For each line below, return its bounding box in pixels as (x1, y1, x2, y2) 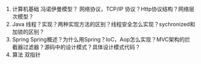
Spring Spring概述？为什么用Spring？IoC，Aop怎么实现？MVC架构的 (12, 36, 185, 43)
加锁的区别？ (12, 28, 44, 35)
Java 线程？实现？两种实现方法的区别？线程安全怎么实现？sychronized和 (12, 21, 196, 27)
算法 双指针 (12, 51, 41, 58)
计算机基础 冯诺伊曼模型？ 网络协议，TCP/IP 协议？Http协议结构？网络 (12, 5, 189, 12)
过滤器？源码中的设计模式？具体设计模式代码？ (23, 43, 141, 51)
